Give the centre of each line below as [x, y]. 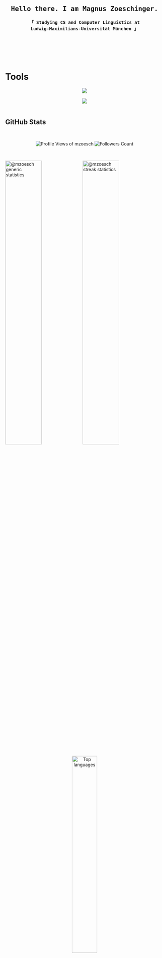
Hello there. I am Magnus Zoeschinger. [85, 9]
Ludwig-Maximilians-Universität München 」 [85, 29]
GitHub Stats [26, 122]
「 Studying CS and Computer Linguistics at [85, 22]
